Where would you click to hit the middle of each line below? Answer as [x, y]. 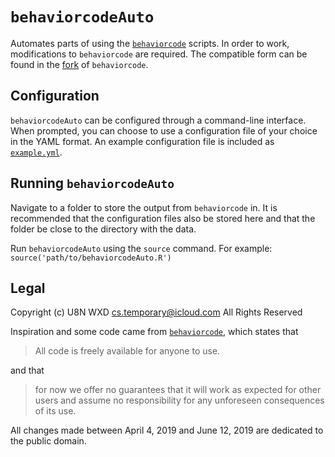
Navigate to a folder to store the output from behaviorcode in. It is [144, 207]
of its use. [55, 411]
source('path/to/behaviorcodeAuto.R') [91, 258]
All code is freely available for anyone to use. [127, 351]
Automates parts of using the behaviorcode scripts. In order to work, [150, 43]
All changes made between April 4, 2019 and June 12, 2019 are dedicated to [167, 430]
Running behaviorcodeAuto [92, 183]
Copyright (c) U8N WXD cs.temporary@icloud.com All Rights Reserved [156, 312]
